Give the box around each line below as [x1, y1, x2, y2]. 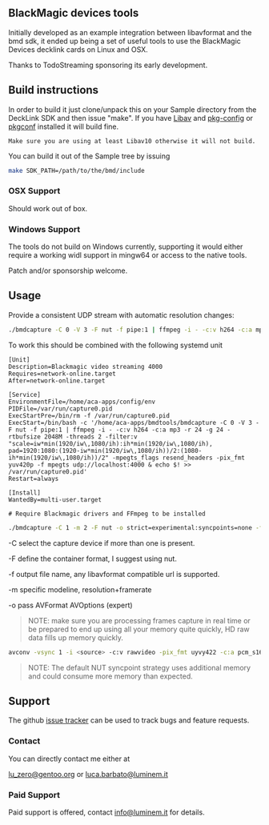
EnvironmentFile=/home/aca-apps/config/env [8, 398, 156, 406]
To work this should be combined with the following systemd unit [8, 340, 223, 350]
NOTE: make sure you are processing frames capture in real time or [27, 615, 251, 625]
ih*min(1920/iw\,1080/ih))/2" [8, 454, 110, 462]
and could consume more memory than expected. [27, 671, 194, 681]
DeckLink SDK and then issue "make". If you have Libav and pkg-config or [8, 113, 254, 122]
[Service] [8, 390, 42, 398]
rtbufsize [8, 432, 42, 441]
